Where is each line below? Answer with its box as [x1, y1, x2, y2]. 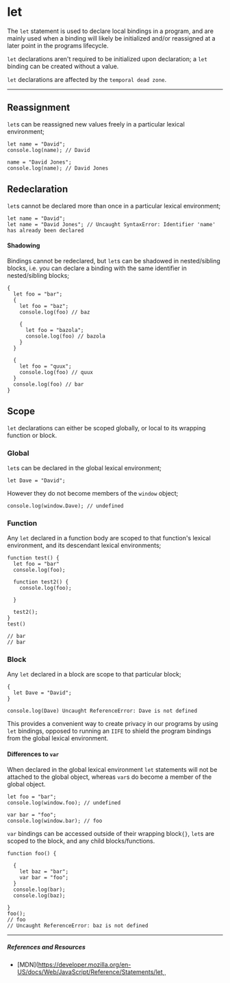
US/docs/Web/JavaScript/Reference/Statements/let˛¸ [16, 967, 166, 976]
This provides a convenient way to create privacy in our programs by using [7, 720, 218, 728]
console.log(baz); [13, 892, 66, 899]
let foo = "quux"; [19, 362, 72, 370]
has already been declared [7, 227, 84, 234]
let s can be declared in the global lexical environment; [7, 463, 162, 472]
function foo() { [7, 850, 57, 857]
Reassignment [7, 102, 71, 113]
